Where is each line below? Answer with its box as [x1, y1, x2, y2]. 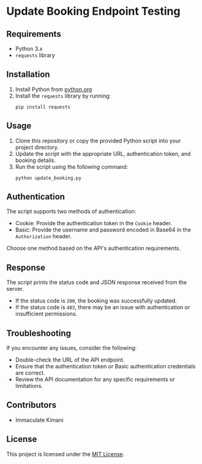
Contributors [6, 400, 57, 411]
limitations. [15, 382, 43, 390]
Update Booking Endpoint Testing [6, 4, 181, 18]
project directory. [15, 143, 59, 151]
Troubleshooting [6, 328, 72, 338]
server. [6, 285, 24, 293]
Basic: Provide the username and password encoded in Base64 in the [15, 226, 192, 234]
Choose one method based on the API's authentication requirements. [6, 244, 181, 252]
